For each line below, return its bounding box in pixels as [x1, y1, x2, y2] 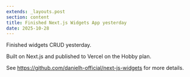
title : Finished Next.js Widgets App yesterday [6, 20, 127, 25]
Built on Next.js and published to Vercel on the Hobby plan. [6, 53, 151, 60]
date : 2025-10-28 [6, 25, 50, 31]
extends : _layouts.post [6, 8, 66, 15]
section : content [6, 14, 50, 20]
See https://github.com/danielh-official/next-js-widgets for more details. [6, 65, 184, 72]
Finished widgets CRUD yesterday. [6, 41, 91, 49]
